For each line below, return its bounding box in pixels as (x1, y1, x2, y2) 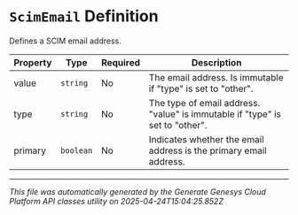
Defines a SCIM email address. (9, 35, 122, 46)
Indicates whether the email (148, 133, 264, 145)
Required (100, 56, 140, 68)
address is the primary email (148, 144, 268, 157)
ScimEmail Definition (9, 6, 159, 27)
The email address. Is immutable (148, 71, 284, 83)
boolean (60, 145, 93, 156)
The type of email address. (148, 96, 261, 109)
